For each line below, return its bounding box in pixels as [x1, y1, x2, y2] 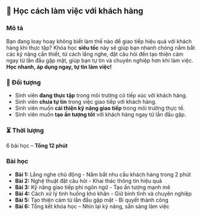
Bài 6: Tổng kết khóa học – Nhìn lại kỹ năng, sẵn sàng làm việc [14, 202, 170, 210]
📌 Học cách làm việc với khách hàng [6, 6, 144, 16]
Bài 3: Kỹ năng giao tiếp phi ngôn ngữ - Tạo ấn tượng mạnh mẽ [14, 184, 171, 191]
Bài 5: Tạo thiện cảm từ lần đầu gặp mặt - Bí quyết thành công [14, 196, 169, 203]
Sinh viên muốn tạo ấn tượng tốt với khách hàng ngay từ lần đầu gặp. [14, 110, 187, 118]
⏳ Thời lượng [6, 126, 44, 134]
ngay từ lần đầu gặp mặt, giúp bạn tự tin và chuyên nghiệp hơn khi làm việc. [6, 56, 194, 64]
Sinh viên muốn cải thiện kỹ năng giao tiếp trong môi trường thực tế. [14, 104, 185, 112]
